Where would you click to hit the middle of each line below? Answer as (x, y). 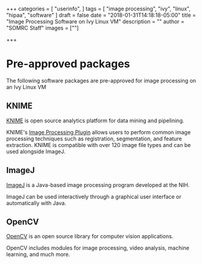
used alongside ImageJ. (36, 151)
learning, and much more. (38, 254)
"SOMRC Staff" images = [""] (43, 28)
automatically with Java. (36, 203)
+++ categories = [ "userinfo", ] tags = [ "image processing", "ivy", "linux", (99, 9)
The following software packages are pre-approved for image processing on (101, 80)
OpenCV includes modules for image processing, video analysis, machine (98, 248)
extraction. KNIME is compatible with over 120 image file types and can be (99, 145)
